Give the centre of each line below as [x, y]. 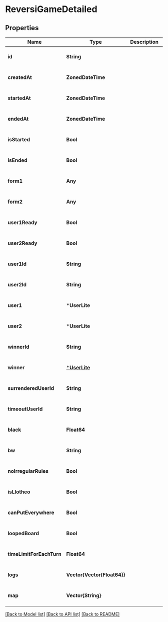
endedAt [18, 119]
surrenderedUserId [31, 388]
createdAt [20, 77]
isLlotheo [19, 492]
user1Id [17, 264]
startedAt [19, 98]
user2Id [17, 285]
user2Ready [22, 243]
